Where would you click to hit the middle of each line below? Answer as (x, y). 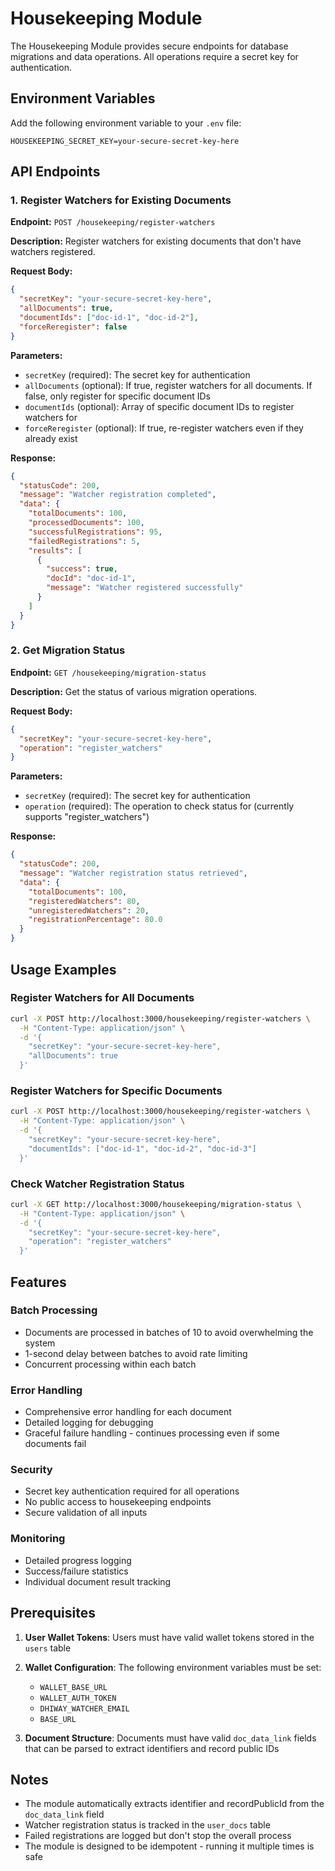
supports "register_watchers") (87, 817)
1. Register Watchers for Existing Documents (121, 200)
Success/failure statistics (76, 1571)
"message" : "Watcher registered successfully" (145, 588)
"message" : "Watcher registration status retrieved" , (133, 873)
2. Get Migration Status (68, 650)
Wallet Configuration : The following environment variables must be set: (173, 1667)
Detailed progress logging (78, 1560)
